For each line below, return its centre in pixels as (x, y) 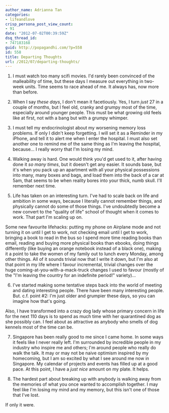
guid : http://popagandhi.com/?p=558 (44, 48)
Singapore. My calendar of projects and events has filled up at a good (85, 364)
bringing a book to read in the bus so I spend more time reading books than (84, 238)
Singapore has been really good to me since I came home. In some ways (88, 337)
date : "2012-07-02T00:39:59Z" (37, 33)
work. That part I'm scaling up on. (48, 217)
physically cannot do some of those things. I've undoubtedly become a (86, 207)
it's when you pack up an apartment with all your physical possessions (86, 170)
